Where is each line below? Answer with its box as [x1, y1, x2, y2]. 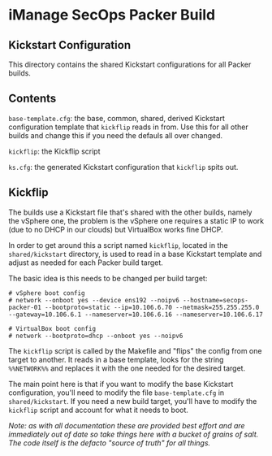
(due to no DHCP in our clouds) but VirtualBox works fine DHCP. [8, 224, 223, 234]
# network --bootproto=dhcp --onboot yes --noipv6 [8, 332, 183, 340]
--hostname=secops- [182, 296, 249, 304]
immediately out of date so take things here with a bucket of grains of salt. [8, 429, 259, 439]
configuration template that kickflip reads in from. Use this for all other [8, 122, 249, 132]
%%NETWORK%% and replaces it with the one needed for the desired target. [8, 363, 246, 373]
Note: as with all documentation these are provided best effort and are [8, 420, 245, 430]
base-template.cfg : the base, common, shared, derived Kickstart [8, 113, 226, 123]
